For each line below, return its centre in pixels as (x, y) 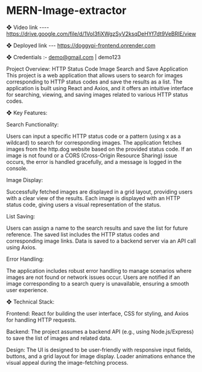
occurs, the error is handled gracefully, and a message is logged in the (94, 162)
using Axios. (22, 247)
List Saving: (21, 216)
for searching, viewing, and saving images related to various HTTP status (97, 94)
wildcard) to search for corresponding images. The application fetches (94, 142)
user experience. (27, 290)
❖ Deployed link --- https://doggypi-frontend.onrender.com (81, 45)
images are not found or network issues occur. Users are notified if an (93, 277)
